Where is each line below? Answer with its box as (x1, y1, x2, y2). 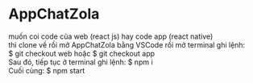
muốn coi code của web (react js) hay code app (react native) (8, 31, 214, 41)
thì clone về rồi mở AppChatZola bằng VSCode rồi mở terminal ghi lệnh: (8, 39, 246, 49)
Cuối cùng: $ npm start (8, 65, 85, 75)
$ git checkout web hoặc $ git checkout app (8, 48, 156, 58)
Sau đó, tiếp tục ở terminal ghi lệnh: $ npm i (8, 57, 153, 67)
